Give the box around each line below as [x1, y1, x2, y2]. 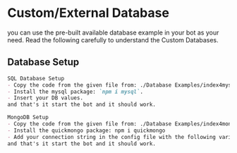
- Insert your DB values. [7, 94, 83, 102]
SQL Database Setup [7, 75, 65, 82]
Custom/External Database [7, 5, 169, 21]
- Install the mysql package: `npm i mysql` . [7, 88, 143, 95]
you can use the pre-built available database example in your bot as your [7, 28, 219, 37]
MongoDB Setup [7, 114, 49, 121]
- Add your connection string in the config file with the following [7, 133, 217, 140]
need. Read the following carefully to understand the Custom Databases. [7, 35, 219, 44]
